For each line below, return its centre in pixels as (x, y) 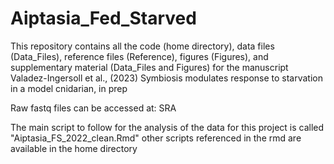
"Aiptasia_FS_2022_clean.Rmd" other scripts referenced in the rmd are (156, 138)
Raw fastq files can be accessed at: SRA (93, 108)
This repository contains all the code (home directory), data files (142, 46)
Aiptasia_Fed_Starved (103, 18)
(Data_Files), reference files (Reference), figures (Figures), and (139, 56)
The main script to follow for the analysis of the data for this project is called (167, 127)
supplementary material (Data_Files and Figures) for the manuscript (149, 67)
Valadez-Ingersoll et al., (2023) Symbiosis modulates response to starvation (167, 78)
